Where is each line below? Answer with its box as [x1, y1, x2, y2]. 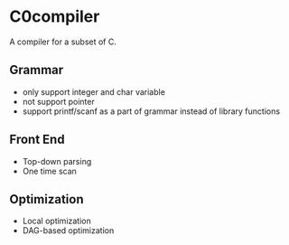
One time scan [22, 165, 77, 176]
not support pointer [22, 96, 95, 107]
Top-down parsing [22, 155, 92, 166]
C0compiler [9, 6, 100, 27]
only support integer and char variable [22, 86, 165, 97]
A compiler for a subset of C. [9, 36, 117, 47]
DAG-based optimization [22, 225, 115, 236]
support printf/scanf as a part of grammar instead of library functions [22, 106, 281, 117]
